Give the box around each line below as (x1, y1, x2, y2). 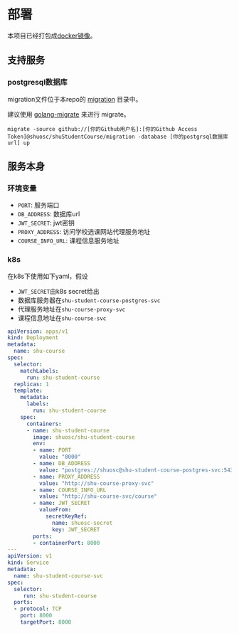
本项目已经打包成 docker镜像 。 (7, 31, 97, 40)
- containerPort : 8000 (33, 539, 100, 546)
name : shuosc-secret (52, 519, 113, 526)
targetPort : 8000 (20, 619, 72, 626)
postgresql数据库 (7, 78, 68, 87)
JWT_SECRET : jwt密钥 (17, 218, 75, 228)
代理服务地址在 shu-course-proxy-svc (17, 304, 126, 313)
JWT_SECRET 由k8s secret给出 (17, 287, 100, 295)
